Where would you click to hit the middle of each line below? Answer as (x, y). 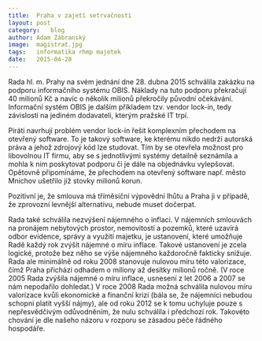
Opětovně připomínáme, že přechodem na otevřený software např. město (127, 172)
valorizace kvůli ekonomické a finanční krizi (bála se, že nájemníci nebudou (130, 295)
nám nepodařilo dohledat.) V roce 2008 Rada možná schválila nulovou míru (130, 286)
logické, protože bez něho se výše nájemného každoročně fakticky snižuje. (130, 253)
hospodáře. (27, 328)
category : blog (37, 30)
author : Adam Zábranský (47, 37)
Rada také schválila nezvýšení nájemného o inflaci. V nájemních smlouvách (130, 219)
